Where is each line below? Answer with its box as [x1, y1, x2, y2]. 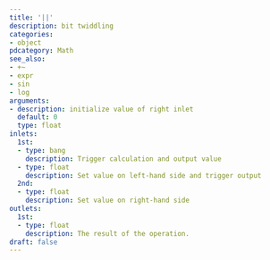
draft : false [9, 238, 58, 247]
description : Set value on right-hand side [25, 196, 190, 205]
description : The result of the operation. [25, 229, 190, 238]
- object [9, 38, 42, 47]
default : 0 [17, 113, 58, 122]
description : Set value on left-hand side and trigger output [25, 171, 262, 180]
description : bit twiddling [9, 21, 114, 30]
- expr [9, 71, 34, 80]
